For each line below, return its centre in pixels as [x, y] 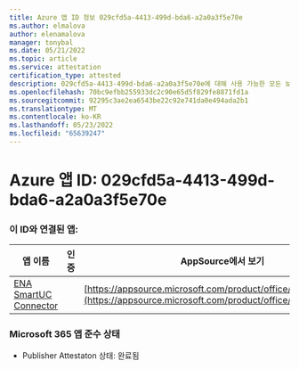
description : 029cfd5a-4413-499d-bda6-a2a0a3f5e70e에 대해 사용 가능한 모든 [145, 84]
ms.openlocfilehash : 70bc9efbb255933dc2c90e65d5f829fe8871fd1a [129, 92]
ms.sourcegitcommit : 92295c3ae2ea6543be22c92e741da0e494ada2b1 [129, 100]
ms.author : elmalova [48, 26]
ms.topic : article [43, 59]
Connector [36, 306]
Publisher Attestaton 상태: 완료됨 [81, 355]
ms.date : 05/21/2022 [48, 51]
